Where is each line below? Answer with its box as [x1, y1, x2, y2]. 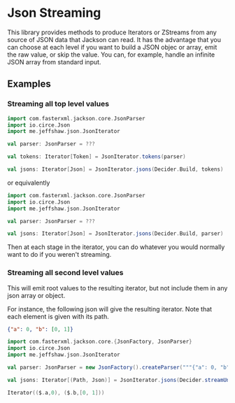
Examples [7, 78, 51, 90]
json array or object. [7, 291, 66, 299]
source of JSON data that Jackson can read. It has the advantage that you [7, 35, 222, 43]
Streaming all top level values [7, 99, 110, 109]
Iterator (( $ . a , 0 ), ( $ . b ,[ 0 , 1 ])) [7, 389, 105, 396]
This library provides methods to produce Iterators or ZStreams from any [7, 28, 217, 36]
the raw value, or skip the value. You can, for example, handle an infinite [7, 50, 215, 59]
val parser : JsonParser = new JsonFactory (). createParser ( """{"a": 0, [7, 364, 218, 372]
